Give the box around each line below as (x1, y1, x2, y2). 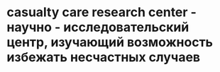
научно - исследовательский (6, 19, 189, 35)
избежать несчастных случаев (6, 49, 200, 66)
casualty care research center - (6, 4, 197, 20)
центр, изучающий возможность (6, 35, 214, 50)
